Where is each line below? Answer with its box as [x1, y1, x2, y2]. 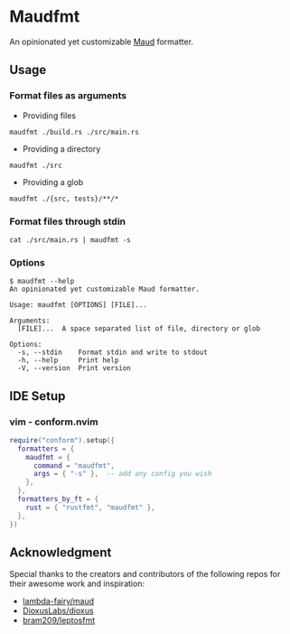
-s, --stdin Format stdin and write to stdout [17, 348, 208, 358]
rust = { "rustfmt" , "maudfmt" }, [25, 503, 155, 512]
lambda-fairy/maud [22, 596, 95, 607]
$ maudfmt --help [9, 277, 75, 286]
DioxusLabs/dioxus [22, 605, 94, 616]
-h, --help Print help [17, 356, 119, 365]
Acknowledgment [9, 545, 112, 560]
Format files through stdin [9, 215, 126, 228]
